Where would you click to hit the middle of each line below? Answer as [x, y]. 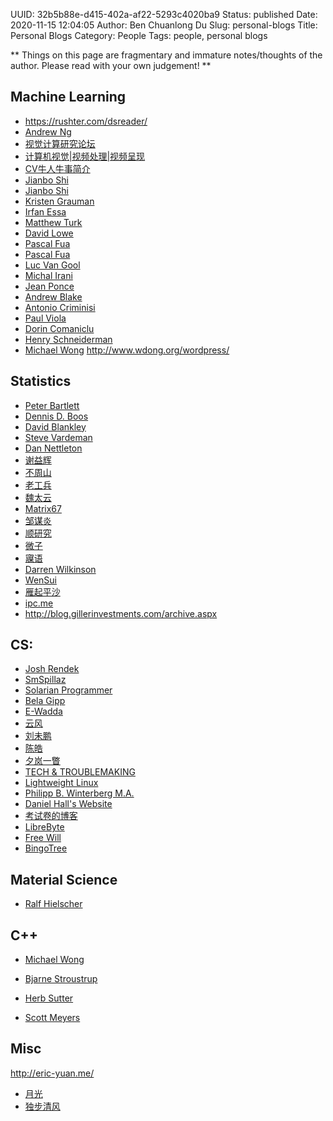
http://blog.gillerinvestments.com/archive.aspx [121, 613]
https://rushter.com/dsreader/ [86, 121]
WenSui [40, 580]
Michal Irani [48, 275]
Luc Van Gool [52, 265]
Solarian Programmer [68, 690]
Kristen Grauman [59, 201]
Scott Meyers [52, 1018]
